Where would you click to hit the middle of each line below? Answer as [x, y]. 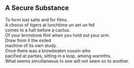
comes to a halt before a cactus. [38, 30]
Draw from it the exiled [28, 40]
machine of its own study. [31, 45]
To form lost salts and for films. [37, 19]
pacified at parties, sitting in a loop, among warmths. [58, 56]
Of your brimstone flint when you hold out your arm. [58, 35]
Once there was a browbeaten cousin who [48, 51]
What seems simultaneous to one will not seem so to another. [67, 61]
